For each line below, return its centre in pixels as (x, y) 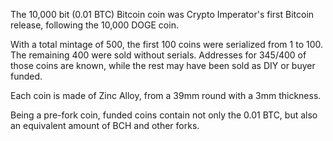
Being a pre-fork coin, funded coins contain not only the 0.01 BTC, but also (164, 115)
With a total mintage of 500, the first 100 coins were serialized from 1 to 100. (167, 44)
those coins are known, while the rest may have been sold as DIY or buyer (163, 65)
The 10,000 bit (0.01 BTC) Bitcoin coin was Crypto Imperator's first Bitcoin (162, 14)
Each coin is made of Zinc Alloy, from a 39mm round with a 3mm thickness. (166, 95)
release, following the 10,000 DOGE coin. (94, 25)
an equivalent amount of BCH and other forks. (105, 125)
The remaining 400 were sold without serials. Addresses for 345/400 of (158, 55)
